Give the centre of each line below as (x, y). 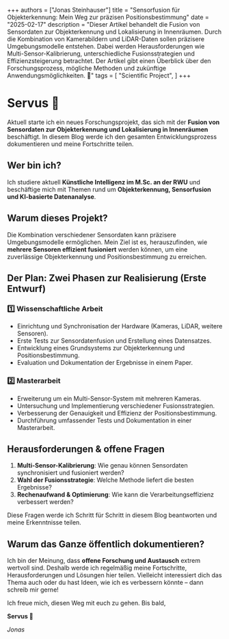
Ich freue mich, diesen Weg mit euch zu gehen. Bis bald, (86, 603)
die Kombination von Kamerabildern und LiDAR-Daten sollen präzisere (106, 39)
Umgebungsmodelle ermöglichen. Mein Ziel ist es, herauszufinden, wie (107, 242)
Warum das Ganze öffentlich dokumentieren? (106, 544)
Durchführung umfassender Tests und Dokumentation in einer (104, 420)
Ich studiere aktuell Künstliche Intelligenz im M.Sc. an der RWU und (104, 182)
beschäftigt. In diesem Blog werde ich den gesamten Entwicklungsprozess (112, 136)
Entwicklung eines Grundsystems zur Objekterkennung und (101, 348)
